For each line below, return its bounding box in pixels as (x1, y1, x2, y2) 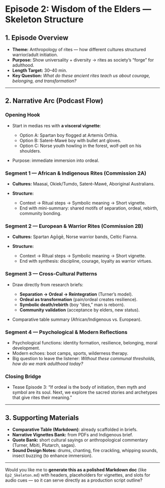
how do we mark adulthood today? (12, 361, 83, 366)
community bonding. (19, 210, 62, 216)
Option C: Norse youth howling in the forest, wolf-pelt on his (19, 143, 141, 149)
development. (12, 345, 40, 351)
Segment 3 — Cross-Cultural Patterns (5, 271, 97, 277)
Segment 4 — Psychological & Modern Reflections (5, 329, 128, 335)
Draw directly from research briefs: (12, 281, 83, 287)
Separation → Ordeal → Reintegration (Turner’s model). (19, 291, 133, 297)
